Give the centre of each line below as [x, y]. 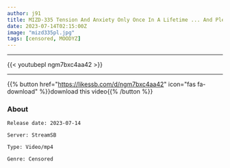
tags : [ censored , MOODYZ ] [44, 39]
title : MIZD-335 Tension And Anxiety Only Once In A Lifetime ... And [110, 20]
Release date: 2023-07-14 [44, 124]
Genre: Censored [30, 159]
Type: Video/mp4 [30, 148]
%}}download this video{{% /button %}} [96, 92]
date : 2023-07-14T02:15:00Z [47, 26]
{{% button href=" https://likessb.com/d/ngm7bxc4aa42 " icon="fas [102, 84]
